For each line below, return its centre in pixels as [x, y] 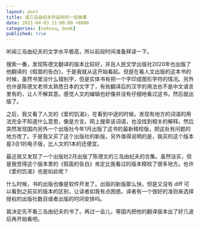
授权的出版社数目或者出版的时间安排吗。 [56, 199]
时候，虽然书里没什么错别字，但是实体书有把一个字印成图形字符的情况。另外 [100, 79]
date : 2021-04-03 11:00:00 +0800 [48, 23]
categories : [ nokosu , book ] [41, 28]
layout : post [22, 12]
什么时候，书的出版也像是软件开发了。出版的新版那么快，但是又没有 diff [94, 184]
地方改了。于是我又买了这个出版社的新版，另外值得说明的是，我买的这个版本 [100, 136]
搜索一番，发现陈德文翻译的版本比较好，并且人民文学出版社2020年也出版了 [99, 64]
